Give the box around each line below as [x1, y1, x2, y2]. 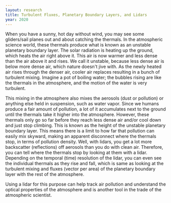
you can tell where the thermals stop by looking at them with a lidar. [5, 149, 148, 156]
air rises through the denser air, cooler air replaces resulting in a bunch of [5, 69, 160, 75]
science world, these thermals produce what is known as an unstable [5, 42, 151, 48]
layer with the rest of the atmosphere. [5, 171, 84, 177]
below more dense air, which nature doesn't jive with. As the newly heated [5, 63, 162, 70]
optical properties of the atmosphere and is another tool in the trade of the [5, 187, 162, 193]
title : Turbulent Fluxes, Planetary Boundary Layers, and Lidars [5, 12, 147, 17]
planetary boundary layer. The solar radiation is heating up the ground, [5, 47, 154, 54]
